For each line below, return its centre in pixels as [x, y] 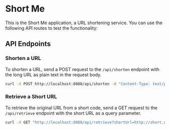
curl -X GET [18, 122]
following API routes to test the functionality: [51, 28]
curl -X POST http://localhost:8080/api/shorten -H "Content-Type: [78, 84]
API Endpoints [28, 44]
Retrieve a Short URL [31, 97]
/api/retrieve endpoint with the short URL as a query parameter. [73, 113]
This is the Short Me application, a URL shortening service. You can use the [84, 23]
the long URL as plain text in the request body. [53, 75]
